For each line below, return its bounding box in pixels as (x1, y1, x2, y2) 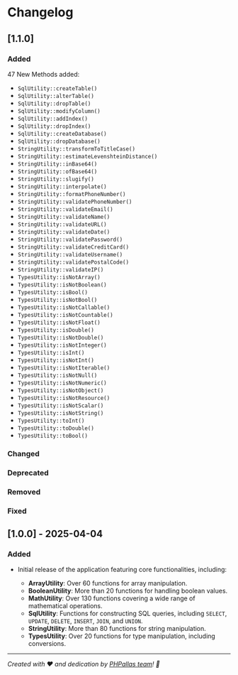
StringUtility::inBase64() (17, 161, 98, 168)
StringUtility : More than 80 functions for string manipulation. (28, 625, 207, 633)
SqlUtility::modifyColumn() (17, 107, 101, 114)
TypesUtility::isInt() (17, 349, 85, 356)
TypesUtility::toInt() (17, 417, 85, 424)
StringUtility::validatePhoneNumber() (17, 198, 132, 205)
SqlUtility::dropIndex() (17, 122, 91, 130)
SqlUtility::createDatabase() (17, 130, 108, 137)
